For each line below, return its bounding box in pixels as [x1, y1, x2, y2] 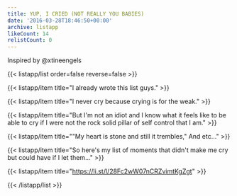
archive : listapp [7, 23, 59, 30]
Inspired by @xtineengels [7, 56, 82, 64]
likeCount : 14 [7, 30, 50, 38]
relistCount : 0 [7, 37, 53, 44]
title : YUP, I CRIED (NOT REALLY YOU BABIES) [7, 10, 144, 18]
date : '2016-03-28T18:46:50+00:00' [7, 17, 113, 24]
